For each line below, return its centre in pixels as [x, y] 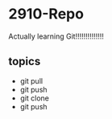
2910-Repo [46, 14]
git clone [35, 98]
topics [25, 62]
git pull [31, 80]
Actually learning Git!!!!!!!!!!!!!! [56, 36]
